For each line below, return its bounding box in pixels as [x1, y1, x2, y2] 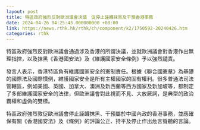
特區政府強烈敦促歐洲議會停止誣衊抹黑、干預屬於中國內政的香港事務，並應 [6, 110, 189, 118]
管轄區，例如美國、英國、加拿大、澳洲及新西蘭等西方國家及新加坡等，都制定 [6, 83, 194, 90]
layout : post [6, 8, 39, 15]
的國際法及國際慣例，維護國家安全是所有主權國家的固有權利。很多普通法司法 [6, 75, 194, 83]
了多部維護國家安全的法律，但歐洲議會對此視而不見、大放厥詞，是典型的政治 [6, 90, 194, 97]
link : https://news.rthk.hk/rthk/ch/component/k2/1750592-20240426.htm [6, 25, 187, 31]
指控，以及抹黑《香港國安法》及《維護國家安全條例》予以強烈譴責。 [11, 55, 179, 62]
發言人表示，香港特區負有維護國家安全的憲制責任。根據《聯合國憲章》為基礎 [6, 68, 194, 75]
